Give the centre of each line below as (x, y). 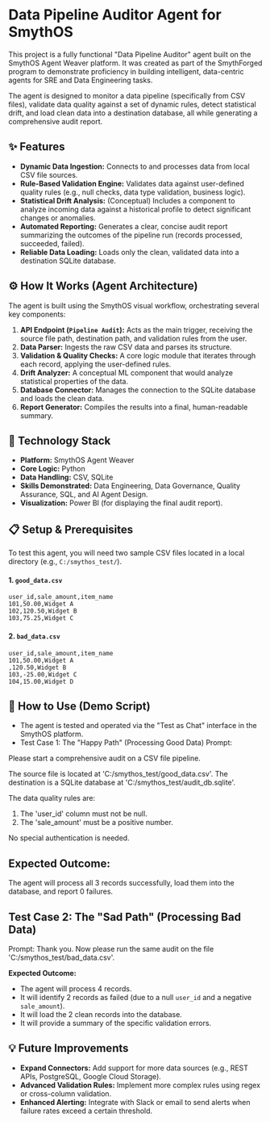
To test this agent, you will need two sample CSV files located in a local (127, 553)
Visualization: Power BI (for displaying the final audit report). (121, 503)
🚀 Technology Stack (60, 440)
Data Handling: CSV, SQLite (66, 477)
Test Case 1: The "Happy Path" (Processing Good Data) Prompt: (126, 743)
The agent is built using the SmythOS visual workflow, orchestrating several (134, 305)
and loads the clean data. (62, 398)
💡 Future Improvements (69, 1048)
